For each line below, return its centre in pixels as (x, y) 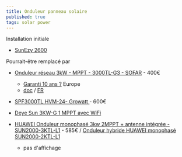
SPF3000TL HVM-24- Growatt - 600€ (60, 102)
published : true (26, 17)
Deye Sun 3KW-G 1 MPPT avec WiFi (58, 113)
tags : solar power (28, 22)
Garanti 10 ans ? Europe (52, 84)
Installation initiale (28, 39)
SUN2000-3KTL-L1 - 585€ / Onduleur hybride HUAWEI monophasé (95, 130)
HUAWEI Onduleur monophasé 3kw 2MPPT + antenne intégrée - (92, 124)
